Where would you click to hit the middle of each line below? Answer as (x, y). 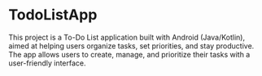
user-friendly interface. (48, 63)
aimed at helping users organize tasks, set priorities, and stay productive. (131, 45)
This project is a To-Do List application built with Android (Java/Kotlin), (127, 37)
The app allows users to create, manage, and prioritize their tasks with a (129, 54)
